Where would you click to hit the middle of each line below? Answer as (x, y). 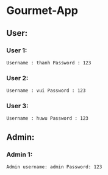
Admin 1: (20, 154)
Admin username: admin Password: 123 (54, 167)
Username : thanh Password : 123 (49, 63)
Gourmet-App (42, 11)
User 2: (17, 78)
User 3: (17, 106)
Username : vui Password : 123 (46, 91)
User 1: (17, 50)
